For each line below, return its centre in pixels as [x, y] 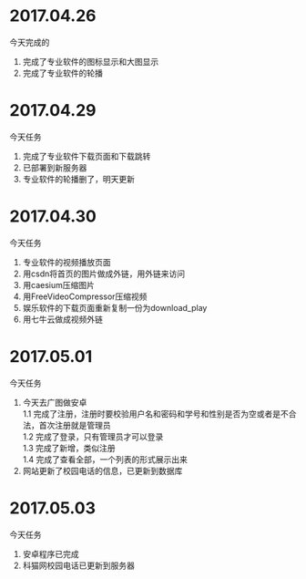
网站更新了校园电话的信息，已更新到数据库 [102, 470]
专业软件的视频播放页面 [66, 262]
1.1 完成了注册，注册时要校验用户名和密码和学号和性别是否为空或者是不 [155, 414]
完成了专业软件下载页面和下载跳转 [87, 156]
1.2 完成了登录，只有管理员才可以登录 [93, 436]
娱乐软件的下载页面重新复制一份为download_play [115, 307]
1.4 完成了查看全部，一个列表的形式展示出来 [105, 459]
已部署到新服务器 [55, 167]
